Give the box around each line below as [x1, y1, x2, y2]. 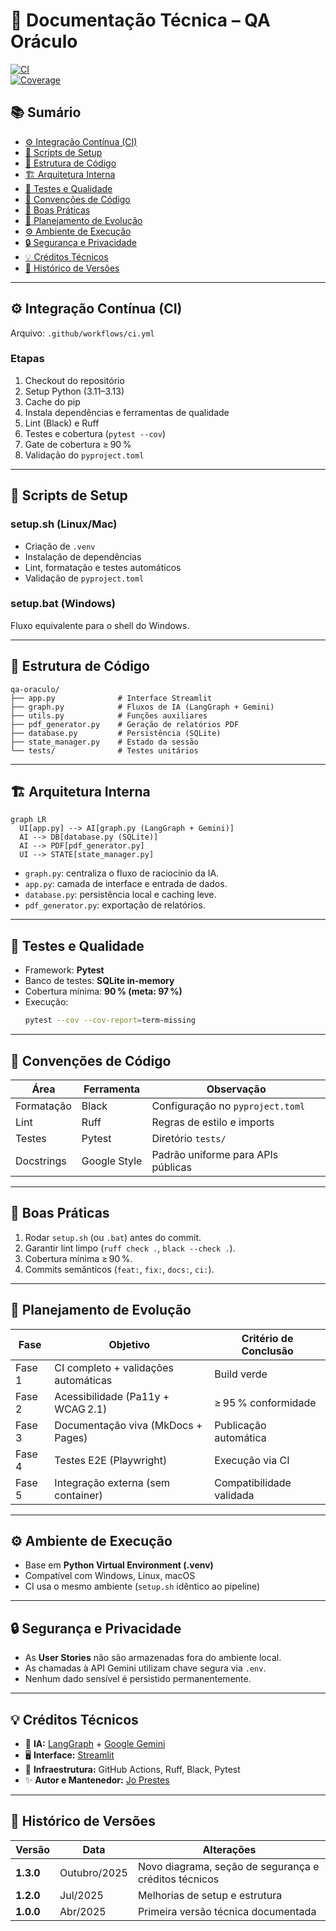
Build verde [214, 1367, 268, 1381]
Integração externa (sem [54, 1475, 170, 1489]
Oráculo [10, 30, 78, 53]
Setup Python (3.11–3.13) [24, 385, 125, 397]
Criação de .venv [24, 540, 96, 552]
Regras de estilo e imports [151, 1115, 275, 1129]
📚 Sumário [10, 104, 82, 121]
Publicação [214, 1418, 267, 1432]
